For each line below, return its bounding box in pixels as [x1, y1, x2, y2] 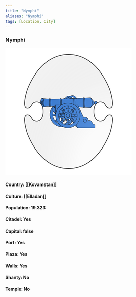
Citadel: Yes [5, 216, 31, 222]
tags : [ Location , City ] [5, 19, 56, 24]
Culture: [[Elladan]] [5, 193, 47, 199]
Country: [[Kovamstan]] [5, 181, 57, 188]
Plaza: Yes [5, 251, 28, 257]
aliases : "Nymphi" [5, 13, 44, 19]
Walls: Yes [5, 263, 28, 269]
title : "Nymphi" [5, 8, 39, 13]
